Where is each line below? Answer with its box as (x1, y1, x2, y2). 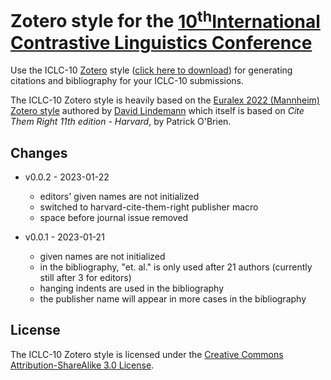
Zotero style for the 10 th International (10, 6, 321, 33)
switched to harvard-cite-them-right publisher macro (39, 201, 259, 213)
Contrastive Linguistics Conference (10, 31, 313, 54)
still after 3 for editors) (39, 272, 132, 284)
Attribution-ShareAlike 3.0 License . (10, 359, 155, 371)
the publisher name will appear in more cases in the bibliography (39, 293, 307, 305)
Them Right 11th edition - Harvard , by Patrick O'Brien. (10, 116, 232, 128)
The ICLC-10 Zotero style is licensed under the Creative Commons (10, 348, 284, 360)
